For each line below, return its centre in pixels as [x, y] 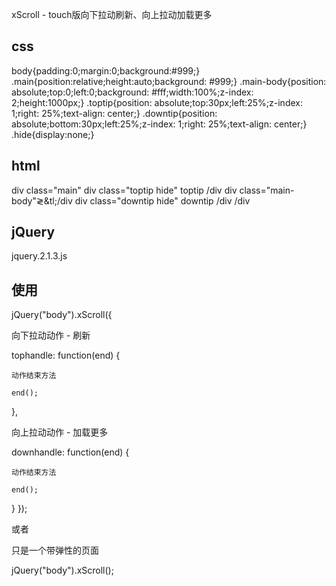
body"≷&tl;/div [42, 200]
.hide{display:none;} [53, 134]
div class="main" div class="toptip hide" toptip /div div [124, 190]
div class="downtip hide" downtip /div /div [162, 200]
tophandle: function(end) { [66, 355]
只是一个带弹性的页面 [55, 550]
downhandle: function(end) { [70, 452]
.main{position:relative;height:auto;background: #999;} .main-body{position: [169, 81]
